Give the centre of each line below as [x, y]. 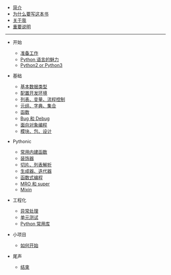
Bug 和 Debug [35, 118]
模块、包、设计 [36, 131]
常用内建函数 [34, 152]
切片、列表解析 [36, 165]
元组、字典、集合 [38, 106]
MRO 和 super [35, 184]
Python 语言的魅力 [40, 59]
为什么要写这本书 [31, 14]
